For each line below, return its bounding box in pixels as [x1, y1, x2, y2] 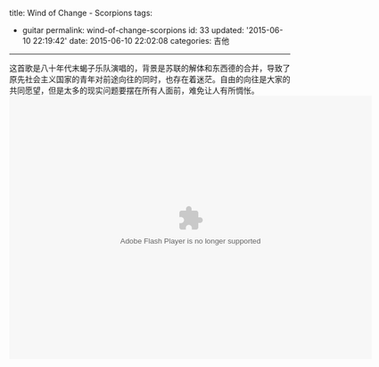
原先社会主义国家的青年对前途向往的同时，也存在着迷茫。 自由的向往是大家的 [9, 74, 291, 84]
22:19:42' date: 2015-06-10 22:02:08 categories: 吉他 [32, 36, 230, 46]
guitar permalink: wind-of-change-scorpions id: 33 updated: [21, 25, 245, 35]
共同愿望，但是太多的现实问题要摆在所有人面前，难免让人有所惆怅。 [9, 85, 260, 96]
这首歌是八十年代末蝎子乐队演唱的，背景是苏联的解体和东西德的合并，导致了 [9, 63, 291, 73]
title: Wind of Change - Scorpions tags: [9, 8, 153, 18]
